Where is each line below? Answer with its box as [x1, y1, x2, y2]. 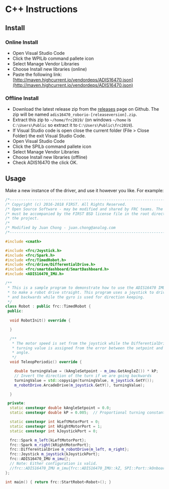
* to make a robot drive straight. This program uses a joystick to [7, 290, 154, 295]
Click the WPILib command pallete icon [12, 55, 94, 61]
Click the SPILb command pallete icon [12, 143, 92, 149]
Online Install [5, 39, 38, 46]
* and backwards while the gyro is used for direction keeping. [7, 294, 145, 300]
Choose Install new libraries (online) [12, 66, 87, 72]
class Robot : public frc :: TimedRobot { [5, 304, 92, 309]
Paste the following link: [12, 71, 62, 77]
